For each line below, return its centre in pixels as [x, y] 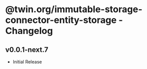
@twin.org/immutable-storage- [74, 9]
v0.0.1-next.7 [27, 49]
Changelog [29, 31]
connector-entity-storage [61, 20]
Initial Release [27, 62]
